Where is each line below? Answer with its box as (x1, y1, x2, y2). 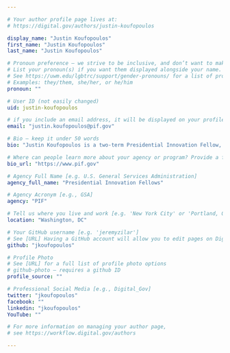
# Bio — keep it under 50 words (7, 135, 99, 143)
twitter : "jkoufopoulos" (7, 292, 78, 299)
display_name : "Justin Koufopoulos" (7, 35, 112, 42)
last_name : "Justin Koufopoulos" (7, 47, 103, 55)
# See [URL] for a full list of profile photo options (7, 260, 167, 267)
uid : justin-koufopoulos (7, 104, 78, 111)
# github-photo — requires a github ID (7, 267, 121, 274)
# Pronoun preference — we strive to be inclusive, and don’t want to (7, 60, 213, 67)
